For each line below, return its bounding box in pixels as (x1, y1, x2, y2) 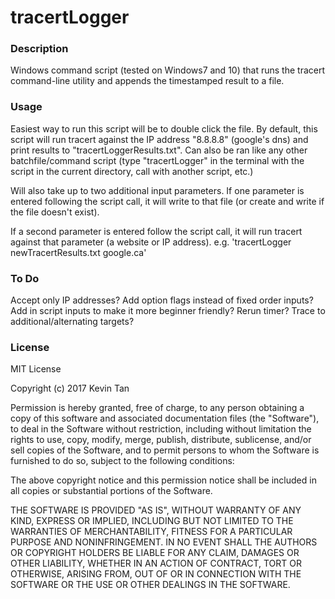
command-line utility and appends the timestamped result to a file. (10, 75, 285, 87)
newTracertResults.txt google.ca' (10, 246, 147, 258)
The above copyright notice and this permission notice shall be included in (10, 474, 317, 486)
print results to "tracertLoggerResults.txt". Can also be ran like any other (10, 144, 308, 156)
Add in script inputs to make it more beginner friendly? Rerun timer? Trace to (10, 305, 326, 317)
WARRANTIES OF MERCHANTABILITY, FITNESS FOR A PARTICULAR (10, 526, 293, 538)
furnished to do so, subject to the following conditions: (10, 455, 235, 467)
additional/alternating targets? (10, 316, 135, 328)
